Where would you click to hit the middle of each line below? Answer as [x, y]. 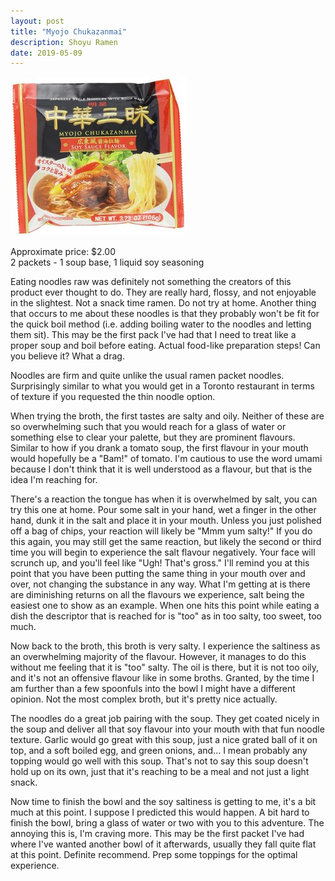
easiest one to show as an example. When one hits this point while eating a [165, 606]
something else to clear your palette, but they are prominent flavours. [153, 437]
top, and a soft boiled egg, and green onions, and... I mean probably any [159, 751]
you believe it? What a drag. [67, 356]
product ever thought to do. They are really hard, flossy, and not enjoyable [163, 292]
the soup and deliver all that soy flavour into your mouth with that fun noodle [167, 729]
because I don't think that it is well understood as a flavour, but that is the [161, 469]
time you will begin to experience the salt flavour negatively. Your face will [163, 552]
